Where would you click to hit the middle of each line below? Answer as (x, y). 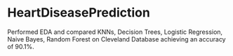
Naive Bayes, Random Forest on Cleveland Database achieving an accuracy (116, 39)
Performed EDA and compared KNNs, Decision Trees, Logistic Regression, (115, 32)
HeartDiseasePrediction (79, 13)
